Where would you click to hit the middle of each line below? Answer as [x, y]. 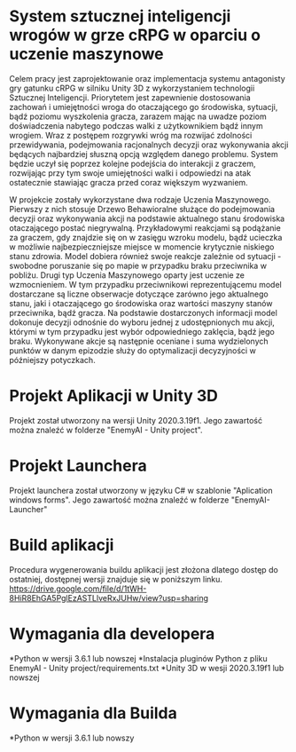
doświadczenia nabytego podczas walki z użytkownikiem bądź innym [136, 125]
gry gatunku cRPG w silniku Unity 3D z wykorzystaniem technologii [132, 88]
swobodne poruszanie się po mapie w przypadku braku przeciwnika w [138, 265]
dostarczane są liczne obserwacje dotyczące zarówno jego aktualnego [139, 294]
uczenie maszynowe [86, 54]
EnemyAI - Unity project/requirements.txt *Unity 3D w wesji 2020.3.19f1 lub [147, 668]
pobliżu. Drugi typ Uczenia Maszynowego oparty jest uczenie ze [127, 275]
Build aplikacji [62, 545]
